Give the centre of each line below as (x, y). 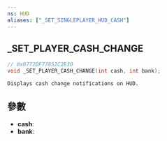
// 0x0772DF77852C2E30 (40, 65)
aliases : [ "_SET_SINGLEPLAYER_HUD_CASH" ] (68, 20)
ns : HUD (19, 14)
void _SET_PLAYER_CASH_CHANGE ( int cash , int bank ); (84, 71)
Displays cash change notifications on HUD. (73, 84)
